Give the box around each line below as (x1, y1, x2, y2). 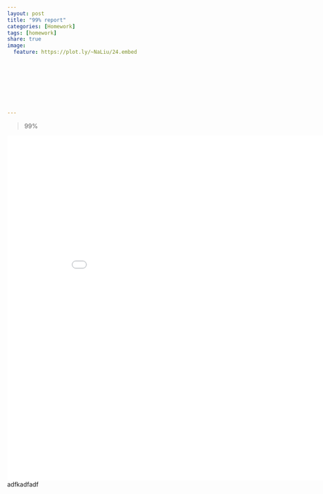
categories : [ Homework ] (7, 23, 76, 30)
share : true (7, 36, 41, 43)
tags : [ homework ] (7, 29, 57, 37)
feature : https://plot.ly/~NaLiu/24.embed (13, 49, 137, 56)
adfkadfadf (7, 480, 39, 488)
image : (7, 42, 26, 49)
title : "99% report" (7, 17, 67, 23)
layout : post (7, 10, 45, 17)
